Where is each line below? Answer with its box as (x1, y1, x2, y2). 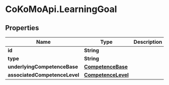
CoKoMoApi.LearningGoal (5, 4, 117, 15)
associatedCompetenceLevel (8, 71, 79, 78)
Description (133, 39, 162, 45)
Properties (5, 24, 39, 32)
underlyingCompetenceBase (8, 63, 78, 70)
